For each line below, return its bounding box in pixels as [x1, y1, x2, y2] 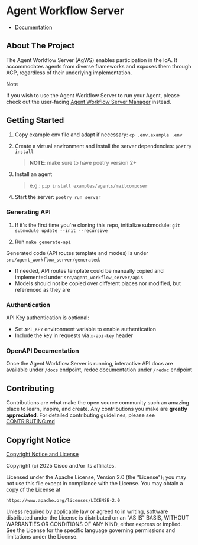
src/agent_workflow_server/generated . [6, 256, 100, 263]
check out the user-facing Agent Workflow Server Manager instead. [6, 98, 171, 105]
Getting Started [6, 115, 64, 125]
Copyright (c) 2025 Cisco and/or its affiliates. [6, 462, 116, 469]
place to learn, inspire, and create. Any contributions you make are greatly [6, 406, 188, 413]
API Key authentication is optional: [6, 314, 90, 321]
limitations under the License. [6, 533, 78, 540]
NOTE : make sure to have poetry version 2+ [29, 159, 137, 166]
